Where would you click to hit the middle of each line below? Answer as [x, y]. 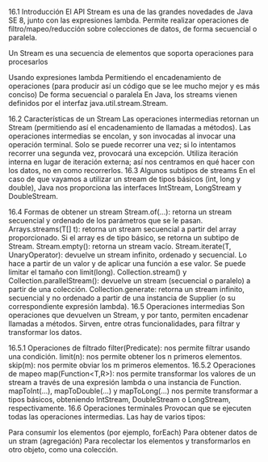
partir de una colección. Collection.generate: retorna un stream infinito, [126, 289]
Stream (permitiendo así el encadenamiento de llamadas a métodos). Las [130, 127]
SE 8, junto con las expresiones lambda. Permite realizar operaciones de [129, 20]
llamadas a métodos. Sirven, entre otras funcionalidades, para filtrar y [124, 324]
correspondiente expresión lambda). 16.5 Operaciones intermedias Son [126, 306]
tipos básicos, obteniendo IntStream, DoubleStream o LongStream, [119, 399]
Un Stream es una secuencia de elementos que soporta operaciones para [131, 53]
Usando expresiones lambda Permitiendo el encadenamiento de [115, 77]
